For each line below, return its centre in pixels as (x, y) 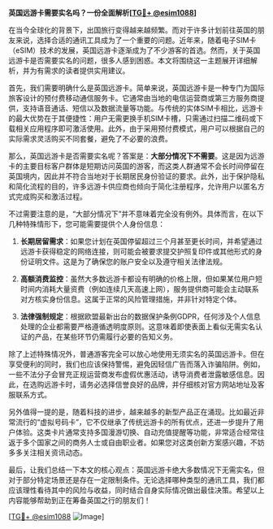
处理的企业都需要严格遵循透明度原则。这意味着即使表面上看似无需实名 (138, 327)
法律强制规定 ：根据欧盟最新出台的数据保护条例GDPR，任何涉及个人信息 (141, 317)
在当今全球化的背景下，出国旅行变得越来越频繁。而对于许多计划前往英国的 (133, 30)
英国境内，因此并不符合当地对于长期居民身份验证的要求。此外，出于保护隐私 (136, 176)
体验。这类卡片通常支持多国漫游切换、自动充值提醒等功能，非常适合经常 (136, 432)
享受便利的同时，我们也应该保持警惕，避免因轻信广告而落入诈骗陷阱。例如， (136, 364)
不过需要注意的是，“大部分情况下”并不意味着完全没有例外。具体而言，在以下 (136, 214)
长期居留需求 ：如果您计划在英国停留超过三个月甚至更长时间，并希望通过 (141, 241)
